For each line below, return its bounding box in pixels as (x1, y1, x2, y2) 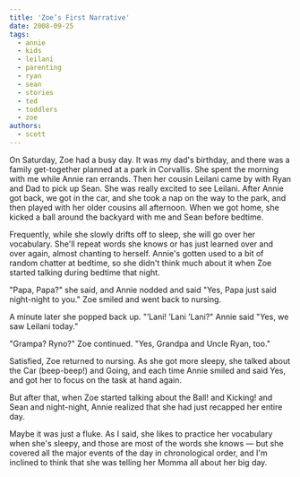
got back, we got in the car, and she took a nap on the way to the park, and (9, 192, 287, 203)
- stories (17, 88, 54, 97)
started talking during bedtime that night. (9, 266, 160, 278)
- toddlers (17, 105, 58, 114)
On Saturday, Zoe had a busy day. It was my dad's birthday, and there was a (9, 154, 290, 165)
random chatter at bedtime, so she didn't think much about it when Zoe (9, 257, 272, 268)
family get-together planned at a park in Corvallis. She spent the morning (9, 163, 279, 175)
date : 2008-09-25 (9, 22, 74, 30)
